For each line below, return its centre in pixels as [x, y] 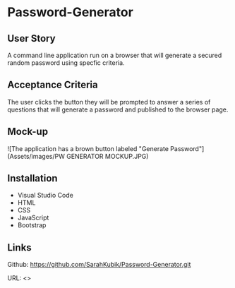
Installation [32, 178]
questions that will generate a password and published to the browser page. [118, 109]
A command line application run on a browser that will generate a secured [115, 55]
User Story [31, 38]
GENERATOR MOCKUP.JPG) [107, 156]
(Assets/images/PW [36, 156]
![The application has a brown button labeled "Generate [88, 148]
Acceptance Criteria [53, 85]
